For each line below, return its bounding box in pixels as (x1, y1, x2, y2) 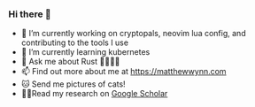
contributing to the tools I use (20, 37, 129, 48)
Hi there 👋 (8, 8, 52, 20)
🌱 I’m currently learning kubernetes (20, 47, 151, 57)
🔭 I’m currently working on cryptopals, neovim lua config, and (20, 28, 246, 39)
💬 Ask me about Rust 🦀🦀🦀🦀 (20, 57, 120, 67)
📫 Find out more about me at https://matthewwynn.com (20, 66, 227, 77)
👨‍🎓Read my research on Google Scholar (20, 88, 168, 99)
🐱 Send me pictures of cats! (20, 79, 126, 89)
